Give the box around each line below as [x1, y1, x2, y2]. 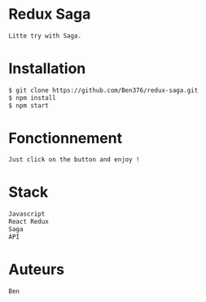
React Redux [8, 217, 49, 225]
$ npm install [8, 94, 57, 102]
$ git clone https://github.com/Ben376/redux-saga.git [8, 86, 199, 94]
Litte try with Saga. [8, 32, 82, 40]
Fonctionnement [8, 129, 123, 147]
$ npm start [8, 101, 49, 110]
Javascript [8, 210, 46, 218]
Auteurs [8, 260, 65, 278]
